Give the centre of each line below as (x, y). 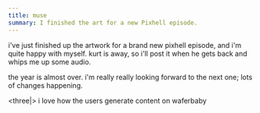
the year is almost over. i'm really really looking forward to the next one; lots (130, 77)
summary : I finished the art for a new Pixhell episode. (103, 23)
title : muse (27, 15)
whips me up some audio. (50, 62)
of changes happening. (45, 85)
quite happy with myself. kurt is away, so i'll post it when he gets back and (128, 53)
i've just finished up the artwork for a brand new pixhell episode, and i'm (125, 45)
